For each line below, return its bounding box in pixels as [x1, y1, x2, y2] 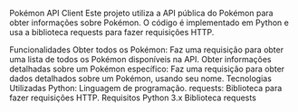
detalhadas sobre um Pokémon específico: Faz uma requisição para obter [9, 63, 285, 74]
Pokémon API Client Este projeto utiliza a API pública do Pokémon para [9, 8, 274, 18]
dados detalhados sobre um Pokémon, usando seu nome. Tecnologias [9, 73, 272, 84]
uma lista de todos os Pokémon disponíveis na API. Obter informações [9, 54, 272, 64]
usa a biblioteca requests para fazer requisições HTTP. [9, 27, 215, 37]
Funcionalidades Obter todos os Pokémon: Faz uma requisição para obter [9, 44, 284, 55]
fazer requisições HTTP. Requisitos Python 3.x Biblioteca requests [9, 92, 256, 103]
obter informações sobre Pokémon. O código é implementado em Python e [9, 17, 290, 28]
